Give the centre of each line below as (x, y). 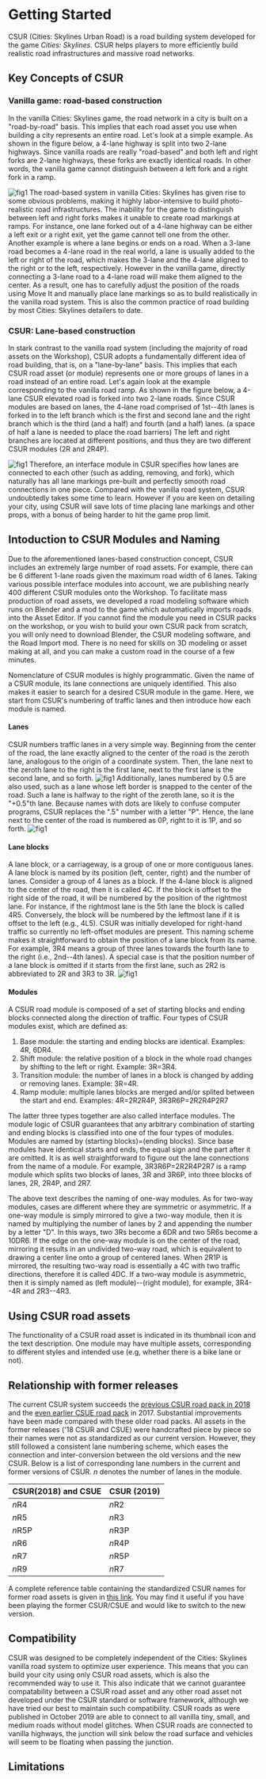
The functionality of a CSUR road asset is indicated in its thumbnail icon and (132, 1335)
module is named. (37, 709)
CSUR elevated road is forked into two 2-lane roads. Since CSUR (129, 398)
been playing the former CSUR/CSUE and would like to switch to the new (127, 1605)
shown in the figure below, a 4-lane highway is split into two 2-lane (118, 143)
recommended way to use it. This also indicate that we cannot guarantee (127, 1683)
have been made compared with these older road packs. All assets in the (127, 1421)
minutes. (23, 660)
